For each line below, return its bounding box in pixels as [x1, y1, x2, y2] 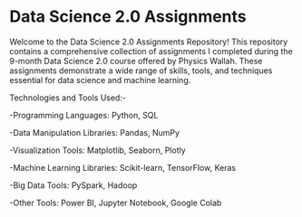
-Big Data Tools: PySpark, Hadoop [9, 179, 138, 191]
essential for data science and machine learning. [9, 74, 191, 85]
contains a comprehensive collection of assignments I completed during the [9, 45, 293, 56]
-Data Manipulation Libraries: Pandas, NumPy [9, 127, 180, 137]
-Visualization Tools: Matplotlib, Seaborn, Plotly [9, 145, 186, 156]
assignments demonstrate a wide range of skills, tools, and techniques [9, 65, 273, 76]
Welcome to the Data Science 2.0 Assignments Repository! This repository [9, 36, 288, 47]
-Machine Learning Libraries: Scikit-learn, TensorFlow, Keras [9, 162, 237, 173]
